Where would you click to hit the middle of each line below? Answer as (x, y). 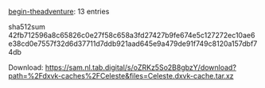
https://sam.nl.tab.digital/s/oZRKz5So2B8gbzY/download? (141, 67)
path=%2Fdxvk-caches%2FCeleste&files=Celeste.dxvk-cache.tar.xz (121, 76)
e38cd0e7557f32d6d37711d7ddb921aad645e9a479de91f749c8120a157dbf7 (133, 44)
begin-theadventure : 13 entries (59, 11)
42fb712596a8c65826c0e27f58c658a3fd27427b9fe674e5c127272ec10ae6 (132, 35)
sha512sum (27, 27)
